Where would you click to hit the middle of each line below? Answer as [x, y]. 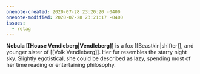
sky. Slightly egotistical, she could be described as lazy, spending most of [98, 58]
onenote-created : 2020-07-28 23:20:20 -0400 [63, 12]
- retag [22, 29]
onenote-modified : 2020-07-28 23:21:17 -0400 [65, 17]
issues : [16, 23]
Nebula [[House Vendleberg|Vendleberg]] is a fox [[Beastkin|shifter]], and [100, 46]
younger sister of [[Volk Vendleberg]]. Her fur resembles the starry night [97, 52]
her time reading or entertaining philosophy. [61, 65]
